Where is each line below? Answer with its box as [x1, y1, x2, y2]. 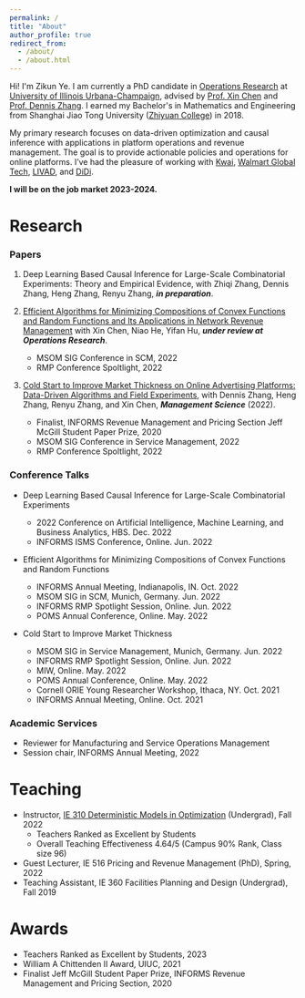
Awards [9, 919, 69, 940]
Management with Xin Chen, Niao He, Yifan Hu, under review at [22, 325, 264, 336]
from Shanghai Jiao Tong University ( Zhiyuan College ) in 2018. [9, 110, 244, 120]
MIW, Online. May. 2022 [36, 664, 127, 675]
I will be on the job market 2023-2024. [9, 184, 158, 194]
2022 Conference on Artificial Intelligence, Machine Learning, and [36, 517, 284, 528]
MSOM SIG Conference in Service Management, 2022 [36, 437, 239, 448]
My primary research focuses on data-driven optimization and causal [9, 128, 269, 138]
